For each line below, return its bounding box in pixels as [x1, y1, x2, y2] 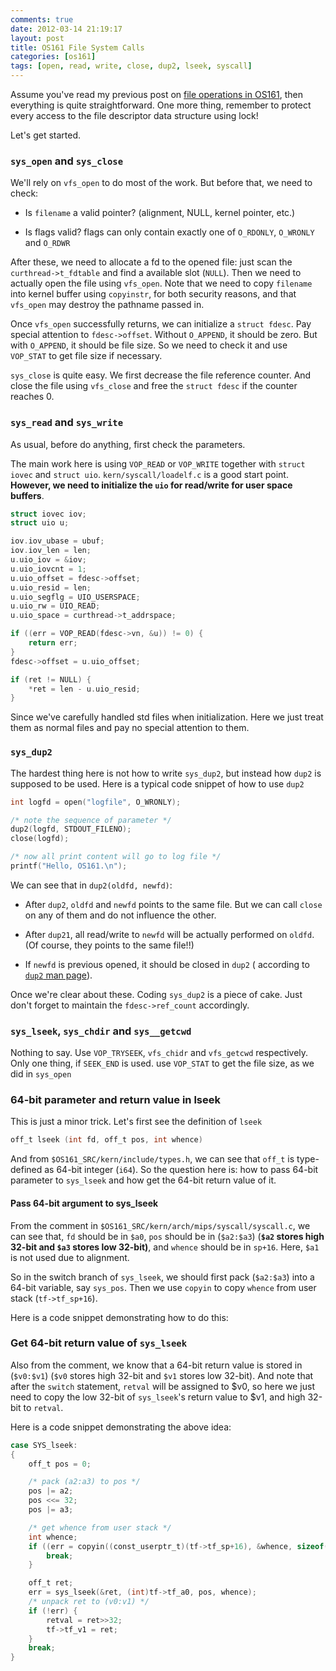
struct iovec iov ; [10, 509, 87, 519]
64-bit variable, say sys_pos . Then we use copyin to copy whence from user [10, 1281, 317, 1293]
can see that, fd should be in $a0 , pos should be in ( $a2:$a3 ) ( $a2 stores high [10, 1230, 325, 1242]
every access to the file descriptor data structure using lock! [10, 110, 259, 121]
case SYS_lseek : [10, 1440, 78, 1450]
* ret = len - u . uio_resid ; [28, 684, 141, 694]
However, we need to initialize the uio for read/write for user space [10, 479, 293, 491]
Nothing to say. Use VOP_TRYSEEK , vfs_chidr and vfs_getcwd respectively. [10, 1047, 309, 1059]
